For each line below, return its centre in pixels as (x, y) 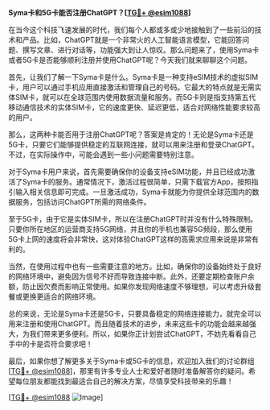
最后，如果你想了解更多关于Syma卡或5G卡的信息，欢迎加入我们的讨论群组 (131, 361)
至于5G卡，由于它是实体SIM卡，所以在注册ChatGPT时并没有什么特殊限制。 (133, 219)
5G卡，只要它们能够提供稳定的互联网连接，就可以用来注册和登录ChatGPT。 (134, 145)
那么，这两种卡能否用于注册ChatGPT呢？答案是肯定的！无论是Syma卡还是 (131, 135)
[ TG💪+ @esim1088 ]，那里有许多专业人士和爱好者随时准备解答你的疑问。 (129, 371)
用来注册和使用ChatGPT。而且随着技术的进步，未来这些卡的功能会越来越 (129, 324)
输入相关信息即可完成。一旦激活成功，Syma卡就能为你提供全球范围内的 (133, 192)
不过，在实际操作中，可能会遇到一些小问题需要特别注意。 (103, 155)
